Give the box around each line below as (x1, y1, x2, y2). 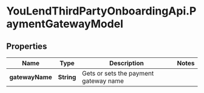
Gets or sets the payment (81, 69, 154, 77)
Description (109, 59, 144, 67)
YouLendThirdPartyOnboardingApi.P (6, 4, 197, 18)
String (58, 73, 76, 81)
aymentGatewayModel (6, 17, 123, 31)
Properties (6, 41, 47, 51)
